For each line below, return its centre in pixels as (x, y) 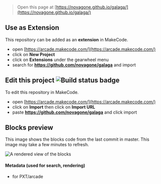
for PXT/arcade (28, 176)
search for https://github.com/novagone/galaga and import (74, 65)
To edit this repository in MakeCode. (42, 92)
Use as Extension (32, 28)
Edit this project (30, 80)
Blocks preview (29, 128)
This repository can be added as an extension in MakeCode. (67, 39)
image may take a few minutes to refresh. (47, 145)
